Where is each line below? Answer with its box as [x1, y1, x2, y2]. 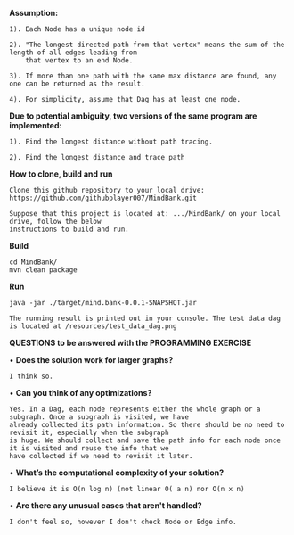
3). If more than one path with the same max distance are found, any [9, 71, 277, 80]
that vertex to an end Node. [25, 56, 134, 65]
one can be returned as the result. [9, 79, 145, 88]
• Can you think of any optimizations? [9, 388, 152, 398]
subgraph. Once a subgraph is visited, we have [9, 413, 190, 422]
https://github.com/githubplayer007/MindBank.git [9, 193, 198, 202]
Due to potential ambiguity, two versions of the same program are [9, 111, 257, 121]
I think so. [9, 372, 53, 381]
